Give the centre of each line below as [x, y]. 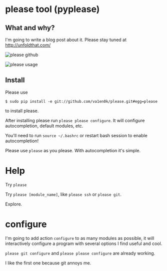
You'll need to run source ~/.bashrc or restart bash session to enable [76, 135]
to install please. [22, 111]
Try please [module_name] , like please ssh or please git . [63, 194]
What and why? [30, 28]
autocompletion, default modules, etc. [44, 126]
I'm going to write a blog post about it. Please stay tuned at [66, 40]
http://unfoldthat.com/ [28, 45]
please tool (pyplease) [52, 9]
